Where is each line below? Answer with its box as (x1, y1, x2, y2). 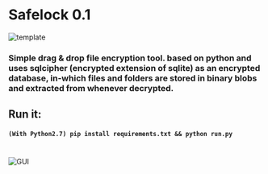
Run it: (8, 107, 42, 122)
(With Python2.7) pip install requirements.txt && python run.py (8, 130, 232, 138)
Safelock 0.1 (8, 6, 91, 24)
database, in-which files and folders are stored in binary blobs (8, 72, 258, 84)
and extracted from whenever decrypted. (8, 82, 174, 93)
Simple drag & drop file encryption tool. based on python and (8, 52, 252, 64)
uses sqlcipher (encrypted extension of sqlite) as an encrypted (8, 62, 261, 73)
